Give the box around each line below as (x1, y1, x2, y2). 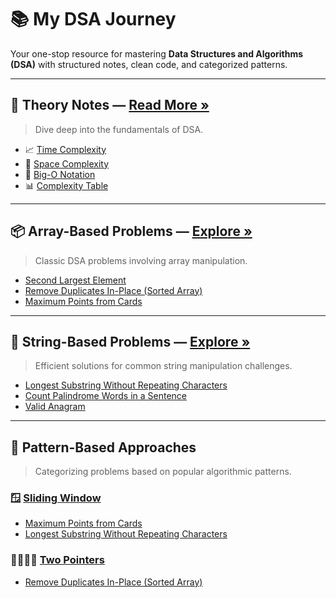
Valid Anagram (24, 401, 86, 413)
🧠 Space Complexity (24, 157, 110, 170)
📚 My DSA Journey (10, 8, 177, 31)
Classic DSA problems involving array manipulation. (34, 254, 248, 266)
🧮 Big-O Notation (24, 168, 96, 180)
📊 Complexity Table (24, 179, 109, 191)
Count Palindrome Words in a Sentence (24, 390, 187, 402)
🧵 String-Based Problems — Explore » (10, 333, 251, 350)
